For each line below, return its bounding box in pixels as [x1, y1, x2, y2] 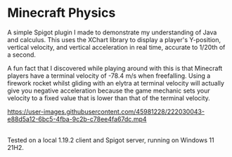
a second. [7, 50, 37, 59]
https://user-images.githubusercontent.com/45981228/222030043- [7, 107, 205, 116]
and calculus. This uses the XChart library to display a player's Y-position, [7, 35, 221, 43]
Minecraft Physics [7, 5, 116, 21]
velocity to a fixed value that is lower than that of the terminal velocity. [7, 93, 211, 102]
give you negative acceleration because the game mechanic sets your [7, 86, 210, 95]
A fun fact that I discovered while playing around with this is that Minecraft [7, 64, 223, 72]
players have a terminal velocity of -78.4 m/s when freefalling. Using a [7, 71, 211, 80]
